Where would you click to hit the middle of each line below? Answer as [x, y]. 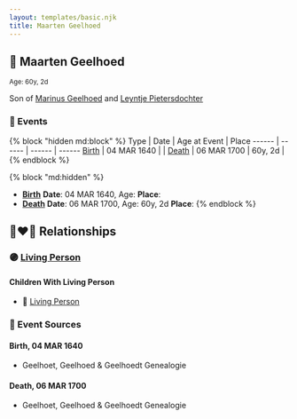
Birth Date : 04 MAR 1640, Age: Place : [91, 194]
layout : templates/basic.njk [63, 17]
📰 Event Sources [45, 325]
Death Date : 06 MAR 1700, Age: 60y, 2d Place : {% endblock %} [139, 203]
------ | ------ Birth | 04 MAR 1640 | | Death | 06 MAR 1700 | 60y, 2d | [158, 150]
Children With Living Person [62, 281]
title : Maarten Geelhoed [55, 26]
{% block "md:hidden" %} [57, 177]
